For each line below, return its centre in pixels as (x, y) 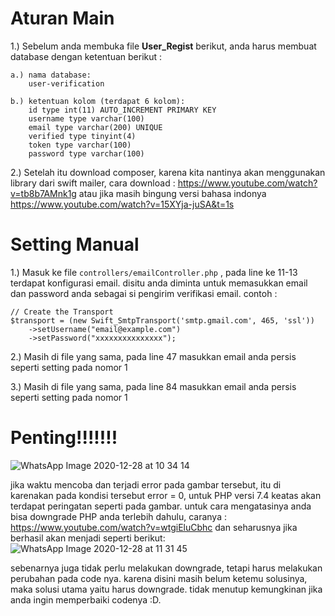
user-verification (66, 83)
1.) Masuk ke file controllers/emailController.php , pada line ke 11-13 (154, 272)
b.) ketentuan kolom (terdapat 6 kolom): (98, 101)
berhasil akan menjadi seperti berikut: (88, 538)
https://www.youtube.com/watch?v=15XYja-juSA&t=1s (122, 204)
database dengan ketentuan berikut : (86, 56)
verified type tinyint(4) (82, 136)
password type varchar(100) (86, 153)
